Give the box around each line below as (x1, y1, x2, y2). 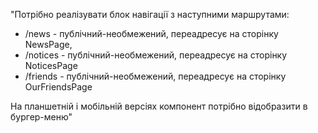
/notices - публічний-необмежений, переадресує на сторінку (24, 49, 288, 61)
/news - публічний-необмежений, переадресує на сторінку (24, 28, 279, 39)
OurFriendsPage (24, 81, 93, 93)
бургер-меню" (10, 111, 73, 123)
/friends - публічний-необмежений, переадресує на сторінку (24, 70, 287, 82)
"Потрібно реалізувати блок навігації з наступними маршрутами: (10, 9, 290, 20)
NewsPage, (24, 39, 73, 50)
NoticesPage (24, 60, 78, 71)
